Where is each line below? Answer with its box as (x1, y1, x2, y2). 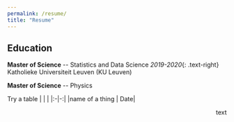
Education (7, 42, 53, 54)
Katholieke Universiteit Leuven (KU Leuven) (7, 68, 132, 76)
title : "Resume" (7, 17, 54, 24)
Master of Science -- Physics (7, 81, 93, 90)
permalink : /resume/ (7, 10, 68, 17)
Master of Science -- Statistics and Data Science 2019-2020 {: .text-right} (7, 60, 219, 69)
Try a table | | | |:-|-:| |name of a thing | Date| (7, 95, 136, 103)
